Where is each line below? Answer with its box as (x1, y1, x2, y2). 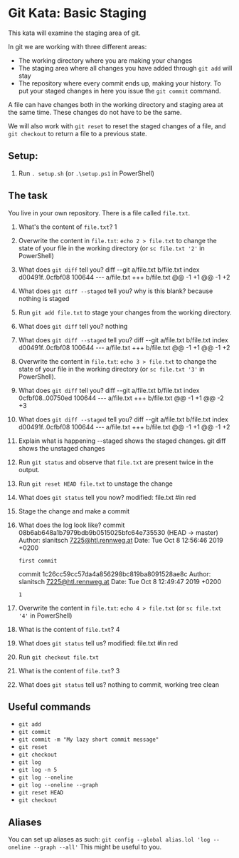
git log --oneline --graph (18, 782, 99, 789)
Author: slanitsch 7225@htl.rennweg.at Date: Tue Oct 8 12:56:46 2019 (18, 536, 223, 544)
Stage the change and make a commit (18, 506, 130, 515)
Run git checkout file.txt (18, 653, 99, 661)
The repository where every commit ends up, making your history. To (18, 78, 221, 87)
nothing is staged (18, 294, 70, 302)
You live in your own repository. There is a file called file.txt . (8, 208, 191, 217)
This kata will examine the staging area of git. (8, 29, 141, 37)
